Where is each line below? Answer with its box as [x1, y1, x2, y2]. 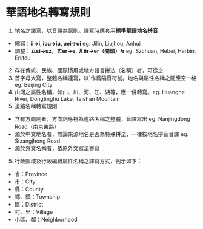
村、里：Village [14, 208, 53, 216]
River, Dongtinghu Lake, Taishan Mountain [14, 95, 121, 102]
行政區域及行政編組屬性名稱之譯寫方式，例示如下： [14, 157, 142, 165]
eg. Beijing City [14, 81, 53, 88]
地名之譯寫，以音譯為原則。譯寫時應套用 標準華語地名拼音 [14, 27, 158, 34]
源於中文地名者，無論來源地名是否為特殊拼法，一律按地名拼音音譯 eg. [14, 130, 189, 137]
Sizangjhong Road [14, 137, 61, 145]
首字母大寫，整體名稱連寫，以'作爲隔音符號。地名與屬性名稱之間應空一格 [14, 74, 197, 81]
